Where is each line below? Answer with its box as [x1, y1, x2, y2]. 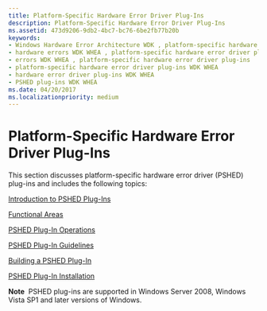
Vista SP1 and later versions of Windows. [8, 295, 142, 305]
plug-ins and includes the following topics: [8, 179, 148, 189]
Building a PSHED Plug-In [8, 256, 92, 266]
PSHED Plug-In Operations [8, 225, 95, 235]
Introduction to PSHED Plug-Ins [8, 194, 111, 204]
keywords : [8, 33, 41, 42]
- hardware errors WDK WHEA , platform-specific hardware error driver [8, 49, 250, 56]
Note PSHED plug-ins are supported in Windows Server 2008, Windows [8, 287, 246, 297]
